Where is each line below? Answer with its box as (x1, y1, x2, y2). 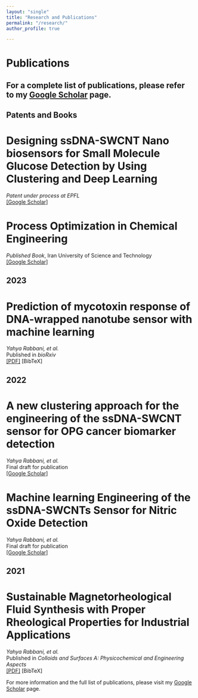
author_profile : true (6, 25, 60, 32)
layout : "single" (6, 8, 49, 15)
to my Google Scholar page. (6, 89, 112, 99)
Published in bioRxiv (6, 351, 56, 358)
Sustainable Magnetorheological (6, 590, 172, 604)
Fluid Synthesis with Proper (6, 603, 146, 617)
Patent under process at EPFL (6, 192, 80, 200)
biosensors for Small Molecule (6, 147, 160, 161)
